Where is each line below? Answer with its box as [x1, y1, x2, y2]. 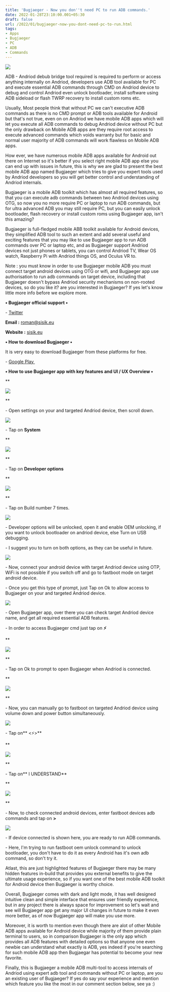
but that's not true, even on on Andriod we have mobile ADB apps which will [5, 115, 164, 122]
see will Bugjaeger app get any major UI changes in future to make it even [5, 907, 159, 913]
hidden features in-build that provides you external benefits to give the [5, 870, 153, 876]
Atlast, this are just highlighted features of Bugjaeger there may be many [5, 865, 156, 871]
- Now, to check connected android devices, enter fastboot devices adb [5, 810, 155, 816]
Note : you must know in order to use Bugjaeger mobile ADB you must [5, 262, 151, 269]
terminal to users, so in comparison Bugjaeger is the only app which [5, 933, 147, 939]
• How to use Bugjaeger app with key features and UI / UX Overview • [5, 368, 153, 374]
